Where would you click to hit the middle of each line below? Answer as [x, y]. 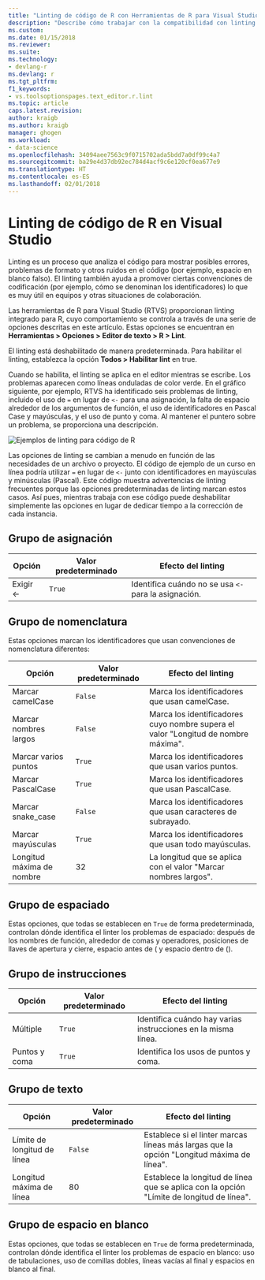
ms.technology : [33, 60]
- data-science [33, 147]
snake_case [34, 817]
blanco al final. [32, 1269]
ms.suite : [24, 52]
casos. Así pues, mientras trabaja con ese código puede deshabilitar [119, 497]
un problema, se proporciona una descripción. [83, 424]
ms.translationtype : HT [47, 169]
